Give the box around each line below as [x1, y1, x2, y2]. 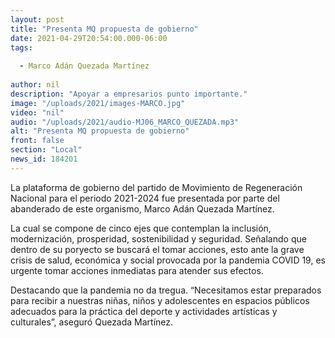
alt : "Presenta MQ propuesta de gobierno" [10, 126, 190, 136]
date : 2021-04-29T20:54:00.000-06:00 [10, 33, 168, 43]
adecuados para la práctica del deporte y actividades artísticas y [10, 305, 278, 317]
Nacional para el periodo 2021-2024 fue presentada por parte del [10, 192, 280, 204]
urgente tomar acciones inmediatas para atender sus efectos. [10, 264, 264, 276]
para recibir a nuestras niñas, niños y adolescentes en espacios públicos [10, 294, 310, 306]
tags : [10, 42, 33, 53]
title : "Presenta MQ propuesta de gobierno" [10, 24, 199, 34]
